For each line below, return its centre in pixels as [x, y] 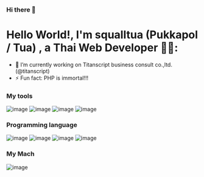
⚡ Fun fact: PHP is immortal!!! [52, 78]
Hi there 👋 [21, 10]
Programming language [42, 125]
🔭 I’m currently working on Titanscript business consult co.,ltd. [93, 64]
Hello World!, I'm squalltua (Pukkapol [102, 35]
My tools [19, 95]
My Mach [20, 154]
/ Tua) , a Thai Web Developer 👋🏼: [92, 48]
